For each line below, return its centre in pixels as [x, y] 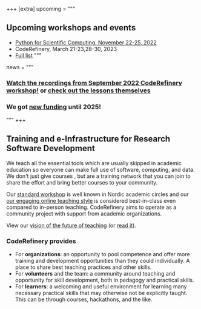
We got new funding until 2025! [54, 107]
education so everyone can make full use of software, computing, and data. [100, 169]
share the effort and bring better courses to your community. [82, 182]
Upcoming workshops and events [71, 28]
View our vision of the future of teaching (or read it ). [71, 225]
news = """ [20, 67]
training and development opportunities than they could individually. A [102, 261]
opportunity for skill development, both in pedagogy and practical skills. [104, 280]
